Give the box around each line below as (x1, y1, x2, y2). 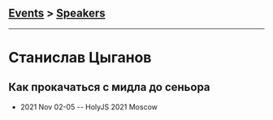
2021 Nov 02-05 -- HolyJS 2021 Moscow (19, 101, 158, 112)
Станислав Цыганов (8, 49, 152, 66)
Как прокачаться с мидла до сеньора (8, 80, 210, 94)
